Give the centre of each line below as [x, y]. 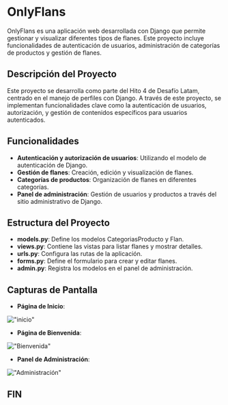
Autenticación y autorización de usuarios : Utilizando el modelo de [112, 157]
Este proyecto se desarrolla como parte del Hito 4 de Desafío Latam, [103, 90]
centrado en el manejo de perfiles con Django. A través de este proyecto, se [114, 98]
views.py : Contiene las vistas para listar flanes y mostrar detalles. [110, 246]
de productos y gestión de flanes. [55, 53]
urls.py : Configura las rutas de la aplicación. [80, 254]
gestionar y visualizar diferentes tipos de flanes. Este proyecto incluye [106, 38]
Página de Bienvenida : [49, 333]
